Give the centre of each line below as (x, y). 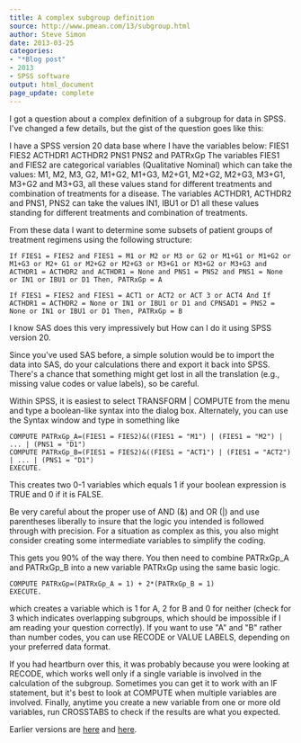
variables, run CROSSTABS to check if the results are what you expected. (145, 712)
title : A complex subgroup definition (82, 18)
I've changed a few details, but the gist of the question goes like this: (137, 128)
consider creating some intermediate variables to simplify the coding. (138, 540)
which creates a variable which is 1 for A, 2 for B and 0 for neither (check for (150, 608)
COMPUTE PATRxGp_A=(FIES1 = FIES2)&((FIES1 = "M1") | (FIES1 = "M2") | (146, 436)
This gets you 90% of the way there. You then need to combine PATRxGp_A (149, 558)
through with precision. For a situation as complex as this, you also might (144, 531)
